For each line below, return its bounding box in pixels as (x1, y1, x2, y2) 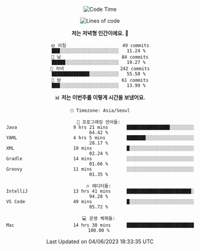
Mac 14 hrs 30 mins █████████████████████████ (6, 222, 194, 228)
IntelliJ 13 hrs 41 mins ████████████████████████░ (6, 188, 194, 194)
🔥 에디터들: (86, 183, 111, 189)
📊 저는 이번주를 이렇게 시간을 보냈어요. (54, 94, 146, 101)
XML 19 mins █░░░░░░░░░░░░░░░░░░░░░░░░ (6, 145, 194, 151)
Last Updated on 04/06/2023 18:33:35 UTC (46, 238, 154, 245)
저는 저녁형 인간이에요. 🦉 (71, 30, 129, 36)
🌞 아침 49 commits (50, 42, 150, 48)
